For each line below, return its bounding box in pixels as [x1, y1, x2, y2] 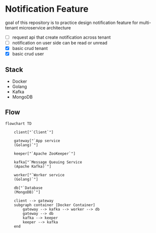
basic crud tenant [12, 46, 48, 51]
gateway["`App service [14, 138, 60, 143]
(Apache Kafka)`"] [14, 164, 52, 169]
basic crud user [12, 51, 44, 57]
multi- [139, 20, 151, 25]
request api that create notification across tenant [12, 34, 111, 40]
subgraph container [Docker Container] [14, 202, 96, 208]
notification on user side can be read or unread [12, 40, 108, 46]
